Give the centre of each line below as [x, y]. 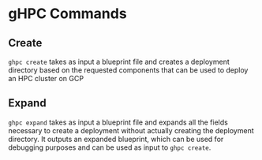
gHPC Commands [68, 14]
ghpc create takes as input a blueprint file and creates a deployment [119, 61]
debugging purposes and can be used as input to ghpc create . [110, 147]
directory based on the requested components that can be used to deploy [128, 70]
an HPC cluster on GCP [46, 78]
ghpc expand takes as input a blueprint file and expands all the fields [118, 122]
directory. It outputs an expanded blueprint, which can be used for [116, 139]
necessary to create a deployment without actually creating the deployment [131, 130]
